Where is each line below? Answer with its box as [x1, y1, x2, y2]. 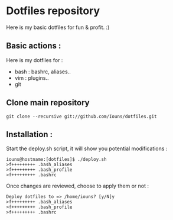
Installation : [6, 129, 53, 140]
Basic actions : [6, 41, 61, 51]
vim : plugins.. [14, 74, 49, 81]
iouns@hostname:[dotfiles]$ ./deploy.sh [6, 157, 107, 163]
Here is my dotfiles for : [6, 56, 63, 63]
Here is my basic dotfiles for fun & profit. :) [6, 24, 110, 31]
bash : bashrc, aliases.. [14, 68, 71, 75]
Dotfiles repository [6, 4, 100, 18]
